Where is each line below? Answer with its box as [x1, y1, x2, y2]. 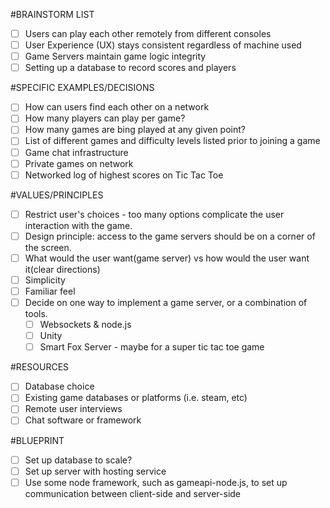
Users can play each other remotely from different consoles [24, 28, 272, 39]
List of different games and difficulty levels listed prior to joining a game [24, 135, 321, 147]
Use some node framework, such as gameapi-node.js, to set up [24, 476, 288, 488]
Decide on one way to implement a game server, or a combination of [24, 297, 308, 308]
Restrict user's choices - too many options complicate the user [24, 208, 285, 220]
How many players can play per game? [24, 112, 186, 124]
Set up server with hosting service [24, 465, 167, 477]
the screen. [24, 241, 72, 253]
